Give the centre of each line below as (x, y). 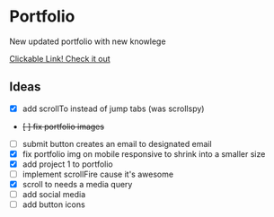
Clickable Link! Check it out (60, 58)
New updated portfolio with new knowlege (88, 41)
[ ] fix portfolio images (63, 126)
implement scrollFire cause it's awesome (97, 174)
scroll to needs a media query (77, 185)
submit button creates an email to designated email (117, 143)
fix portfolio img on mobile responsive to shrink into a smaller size (144, 153)
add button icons (53, 204)
